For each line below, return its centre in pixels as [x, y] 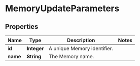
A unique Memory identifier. [81, 48]
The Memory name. [71, 56]
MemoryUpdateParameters [62, 9]
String [34, 56]
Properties [22, 27]
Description [81, 40]
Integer [35, 48]
